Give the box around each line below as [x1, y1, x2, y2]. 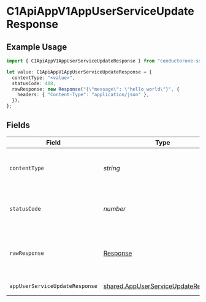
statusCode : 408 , [12, 80, 56, 86]
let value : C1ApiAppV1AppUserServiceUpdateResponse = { [6, 69, 152, 75]
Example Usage [6, 42, 67, 52]
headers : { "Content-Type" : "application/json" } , [17, 92, 150, 98]
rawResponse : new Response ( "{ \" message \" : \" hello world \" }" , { [12, 86, 180, 92]
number [103, 204, 126, 213]
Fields [6, 120, 31, 130]
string [103, 164, 121, 172]
